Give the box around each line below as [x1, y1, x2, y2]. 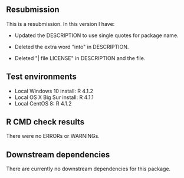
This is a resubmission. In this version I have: [6, 20, 115, 27]
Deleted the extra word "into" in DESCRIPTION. [14, 43, 129, 50]
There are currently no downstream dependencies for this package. [6, 165, 171, 173]
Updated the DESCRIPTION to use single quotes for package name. [14, 32, 179, 39]
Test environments [6, 72, 77, 82]
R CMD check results [6, 117, 85, 127]
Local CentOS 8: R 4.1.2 [14, 100, 72, 107]
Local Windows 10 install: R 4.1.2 [14, 87, 93, 94]
